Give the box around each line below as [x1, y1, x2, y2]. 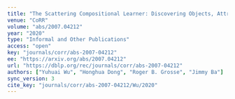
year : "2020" [7, 29, 45, 37]
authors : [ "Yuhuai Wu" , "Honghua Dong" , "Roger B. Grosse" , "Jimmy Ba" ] [7, 68, 224, 75]
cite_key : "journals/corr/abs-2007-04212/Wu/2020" [7, 82, 158, 89]
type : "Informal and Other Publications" [7, 36, 130, 43]
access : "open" [7, 43, 52, 49]
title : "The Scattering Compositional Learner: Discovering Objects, [7, 10, 215, 17]
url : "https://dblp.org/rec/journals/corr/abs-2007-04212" [7, 62, 183, 69]
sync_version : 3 [7, 75, 55, 82]
